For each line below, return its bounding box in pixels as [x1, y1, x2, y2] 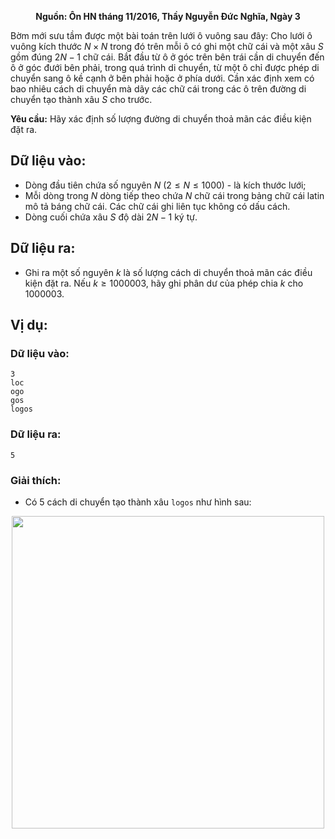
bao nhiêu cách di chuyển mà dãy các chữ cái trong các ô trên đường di [10, 83, 307, 95]
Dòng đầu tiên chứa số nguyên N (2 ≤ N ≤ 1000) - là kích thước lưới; [24, 179, 307, 191]
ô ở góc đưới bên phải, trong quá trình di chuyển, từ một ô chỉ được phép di [10, 62, 320, 73]
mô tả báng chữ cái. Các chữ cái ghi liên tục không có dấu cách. [24, 200, 291, 212]
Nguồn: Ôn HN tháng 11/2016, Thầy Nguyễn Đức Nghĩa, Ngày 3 [35, 11, 301, 22]
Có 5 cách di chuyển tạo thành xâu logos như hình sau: [24, 496, 252, 508]
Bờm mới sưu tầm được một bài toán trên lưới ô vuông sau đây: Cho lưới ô [10, 30, 313, 41]
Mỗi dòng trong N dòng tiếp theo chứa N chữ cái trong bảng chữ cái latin [24, 189, 325, 201]
